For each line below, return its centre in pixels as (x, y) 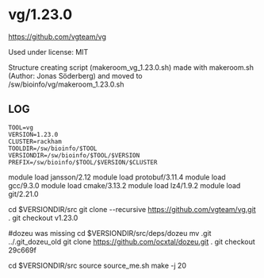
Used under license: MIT (48, 52)
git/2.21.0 (23, 194)
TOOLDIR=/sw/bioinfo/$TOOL (53, 149)
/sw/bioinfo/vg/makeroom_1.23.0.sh (66, 84)
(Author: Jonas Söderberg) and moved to (75, 75)
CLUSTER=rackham (35, 141)
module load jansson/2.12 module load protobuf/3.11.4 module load (117, 177)
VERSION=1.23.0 (33, 134)
